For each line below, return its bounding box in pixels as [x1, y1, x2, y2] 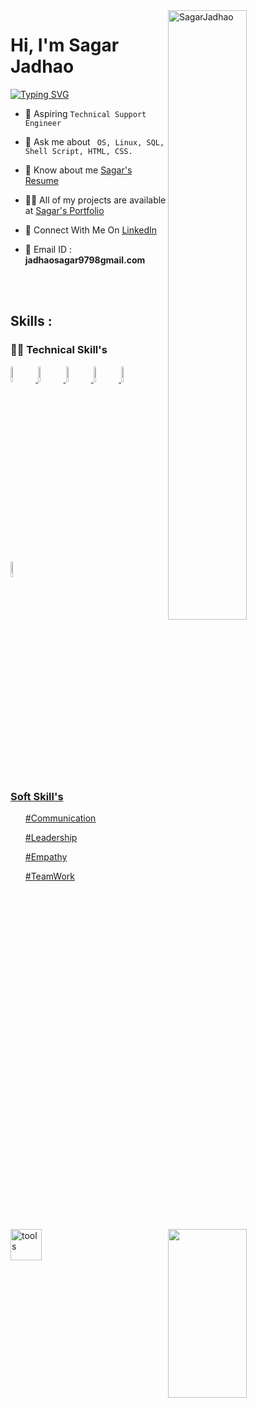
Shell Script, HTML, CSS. [24, 146, 133, 156]
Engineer [24, 118, 62, 128]
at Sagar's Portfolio [24, 204, 105, 216]
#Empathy [24, 850, 68, 863]
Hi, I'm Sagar [10, 34, 120, 57]
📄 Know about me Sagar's [24, 164, 133, 176]
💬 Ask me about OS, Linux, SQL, [24, 135, 165, 148]
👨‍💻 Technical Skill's [10, 343, 108, 357]
